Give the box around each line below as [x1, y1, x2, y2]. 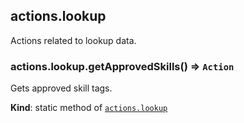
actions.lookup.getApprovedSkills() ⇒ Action [10, 59, 235, 73]
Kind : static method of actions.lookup [10, 102, 168, 114]
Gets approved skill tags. [10, 82, 113, 94]
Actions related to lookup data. [10, 34, 137, 46]
